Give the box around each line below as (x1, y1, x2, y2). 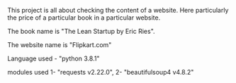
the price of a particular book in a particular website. (7, 13, 161, 22)
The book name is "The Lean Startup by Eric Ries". (7, 27, 155, 35)
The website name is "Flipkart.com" (7, 41, 112, 49)
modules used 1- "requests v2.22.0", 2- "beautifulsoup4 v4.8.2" (7, 68, 194, 76)
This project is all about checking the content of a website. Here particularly (7, 6, 229, 14)
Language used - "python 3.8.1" (7, 54, 100, 63)
